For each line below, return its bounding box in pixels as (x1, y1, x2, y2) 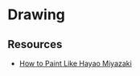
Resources (7, 38, 63, 51)
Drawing (7, 6, 66, 24)
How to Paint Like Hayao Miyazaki (19, 58, 132, 68)
